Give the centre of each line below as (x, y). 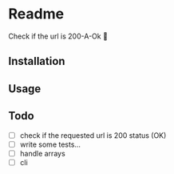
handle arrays (42, 153)
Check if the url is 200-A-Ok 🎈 (58, 36)
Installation (37, 61)
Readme (36, 14)
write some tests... (50, 144)
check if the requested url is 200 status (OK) (93, 135)
